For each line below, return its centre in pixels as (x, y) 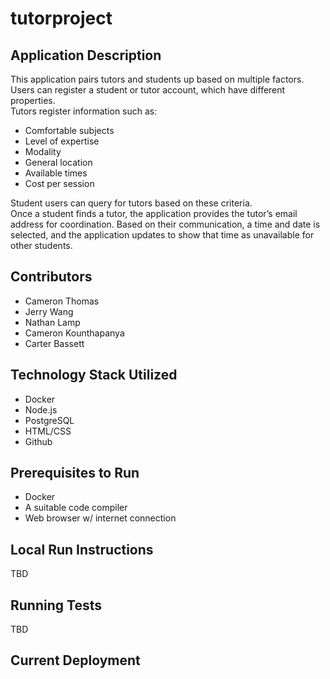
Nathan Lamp (52, 322)
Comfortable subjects (69, 130)
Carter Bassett (54, 343)
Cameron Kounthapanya (74, 333)
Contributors (51, 277)
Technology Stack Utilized (94, 375)
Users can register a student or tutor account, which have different (148, 90)
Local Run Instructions (82, 549)
